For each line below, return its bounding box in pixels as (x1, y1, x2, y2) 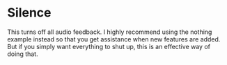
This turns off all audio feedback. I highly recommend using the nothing (7, 28, 212, 36)
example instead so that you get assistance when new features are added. (7, 35, 221, 43)
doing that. (7, 50, 38, 58)
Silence (7, 5, 52, 21)
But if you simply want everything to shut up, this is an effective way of (7, 42, 211, 50)
